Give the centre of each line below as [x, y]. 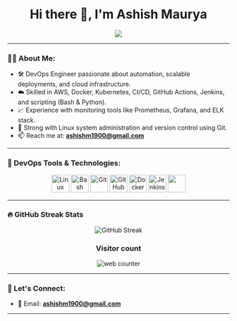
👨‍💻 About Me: [31, 58]
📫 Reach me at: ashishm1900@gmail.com [81, 136]
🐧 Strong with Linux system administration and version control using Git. [122, 128]
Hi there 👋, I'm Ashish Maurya [119, 14]
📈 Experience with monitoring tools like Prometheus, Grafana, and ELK [121, 110]
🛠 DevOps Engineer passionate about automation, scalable [104, 74]
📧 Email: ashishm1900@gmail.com [69, 304]
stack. [26, 120]
